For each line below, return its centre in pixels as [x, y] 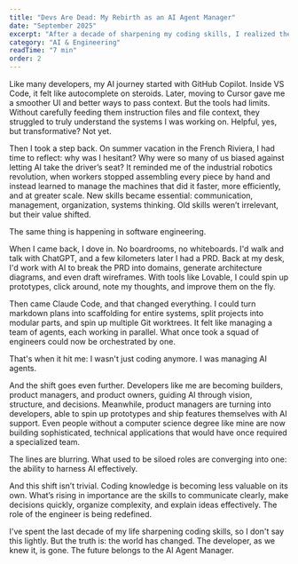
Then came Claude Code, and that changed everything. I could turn [133, 304]
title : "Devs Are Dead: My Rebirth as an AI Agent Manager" [123, 17]
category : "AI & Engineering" [65, 42]
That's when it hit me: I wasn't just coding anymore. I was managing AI [138, 359]
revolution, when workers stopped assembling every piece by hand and [140, 177]
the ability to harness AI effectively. [74, 469]
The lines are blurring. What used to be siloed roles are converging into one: [148, 459]
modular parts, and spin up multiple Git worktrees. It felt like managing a [141, 322]
